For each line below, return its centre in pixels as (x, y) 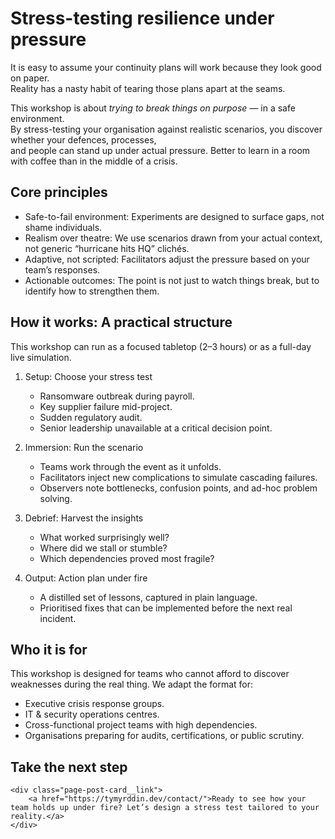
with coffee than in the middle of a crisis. (94, 161)
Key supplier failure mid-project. (106, 406)
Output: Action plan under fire (86, 578)
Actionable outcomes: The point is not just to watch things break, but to (172, 280)
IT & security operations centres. (92, 714)
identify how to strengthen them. (92, 291)
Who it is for (49, 649)
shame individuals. (63, 227)
